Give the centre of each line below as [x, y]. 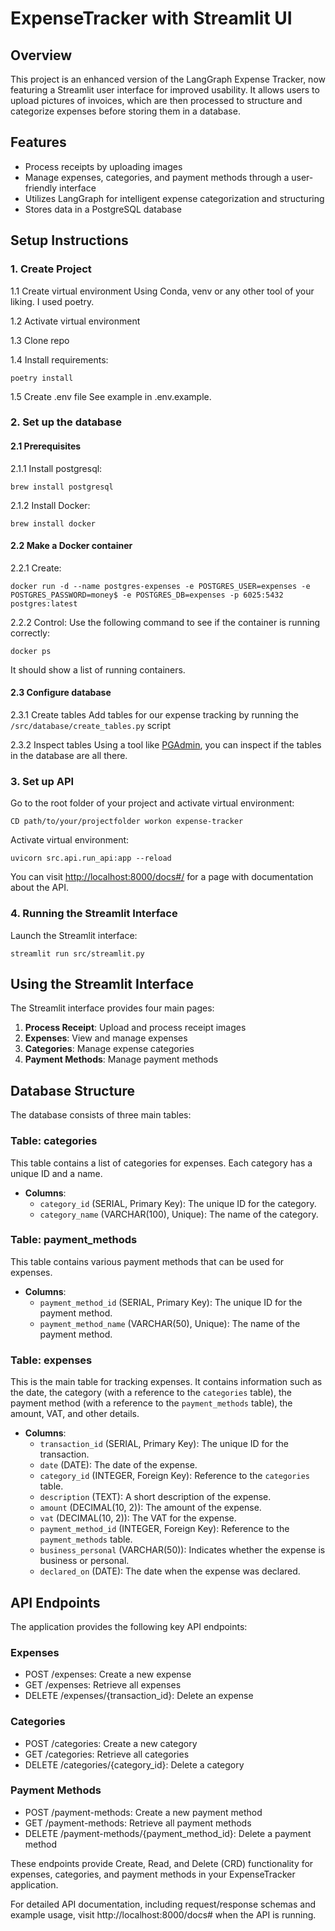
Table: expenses [51, 1360]
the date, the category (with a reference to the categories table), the [151, 1393]
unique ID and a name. [56, 1173]
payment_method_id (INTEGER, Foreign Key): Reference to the [164, 1529]
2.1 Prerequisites [46, 446]
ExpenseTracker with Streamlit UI [151, 18]
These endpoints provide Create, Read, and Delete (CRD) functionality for [162, 1863]
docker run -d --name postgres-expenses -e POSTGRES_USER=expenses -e [160, 586]
